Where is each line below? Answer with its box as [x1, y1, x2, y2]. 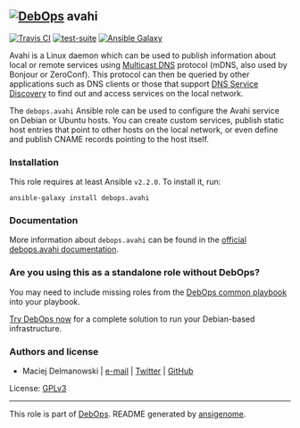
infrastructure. [9, 323, 62, 333]
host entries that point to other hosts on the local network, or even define [9, 124, 279, 135]
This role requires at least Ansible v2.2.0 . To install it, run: [9, 176, 221, 188]
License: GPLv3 [9, 383, 67, 393]
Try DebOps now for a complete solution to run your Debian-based [9, 314, 255, 324]
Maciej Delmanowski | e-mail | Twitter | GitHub [21, 365, 194, 376]
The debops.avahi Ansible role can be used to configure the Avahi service [9, 105, 279, 116]
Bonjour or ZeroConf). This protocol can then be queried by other [9, 69, 250, 80]
